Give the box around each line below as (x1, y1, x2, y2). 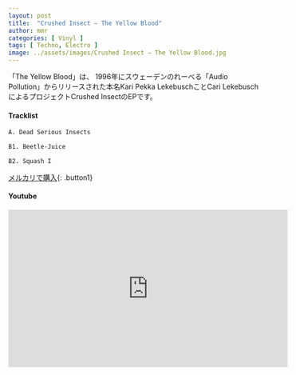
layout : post (8, 11, 52, 20)
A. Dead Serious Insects (8, 129, 91, 137)
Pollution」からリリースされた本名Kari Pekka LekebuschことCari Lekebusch (8, 82, 259, 91)
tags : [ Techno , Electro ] (8, 42, 98, 50)
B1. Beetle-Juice (8, 143, 66, 151)
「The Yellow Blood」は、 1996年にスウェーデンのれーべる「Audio (8, 72, 229, 81)
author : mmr (8, 26, 48, 34)
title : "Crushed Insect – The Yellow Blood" (8, 19, 162, 27)
